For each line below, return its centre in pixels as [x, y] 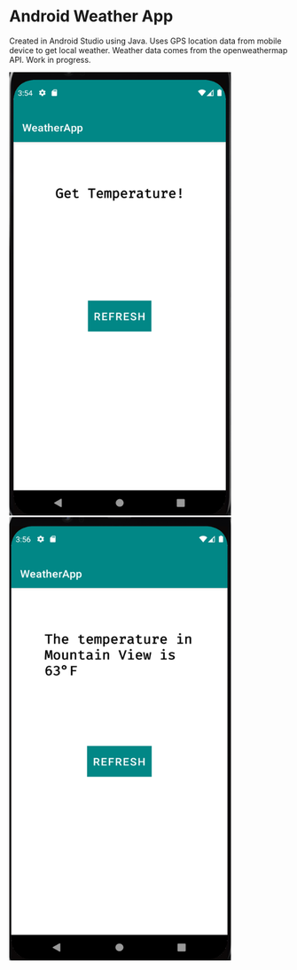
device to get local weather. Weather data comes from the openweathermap [148, 50]
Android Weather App [91, 16]
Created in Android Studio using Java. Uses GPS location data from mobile [145, 41]
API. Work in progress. [50, 59]
